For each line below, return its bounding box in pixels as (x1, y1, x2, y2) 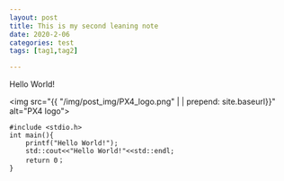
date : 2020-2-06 (9, 30, 70, 39)
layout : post (9, 13, 58, 22)
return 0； (25, 156, 65, 166)
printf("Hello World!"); (25, 139, 119, 148)
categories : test (9, 38, 75, 47)
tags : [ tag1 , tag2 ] (9, 47, 78, 56)
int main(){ (9, 131, 54, 140)
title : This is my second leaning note (9, 22, 159, 30)
